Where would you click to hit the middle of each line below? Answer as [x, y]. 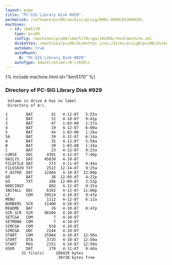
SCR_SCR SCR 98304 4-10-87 [42, 213]
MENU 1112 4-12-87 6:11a [51, 199]
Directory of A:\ [26, 105]
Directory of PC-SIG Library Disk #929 [54, 90]
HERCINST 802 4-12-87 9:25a [51, 186]
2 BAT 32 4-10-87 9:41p [51, 119]
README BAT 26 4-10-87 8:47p [51, 208]
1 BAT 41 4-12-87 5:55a [51, 114]
